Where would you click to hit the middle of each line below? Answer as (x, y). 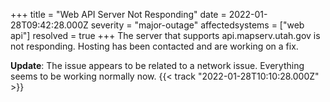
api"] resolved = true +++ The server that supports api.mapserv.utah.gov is (165, 35)
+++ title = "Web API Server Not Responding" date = (118, 14)
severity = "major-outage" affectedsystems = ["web (197, 25)
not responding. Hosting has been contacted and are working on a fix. (154, 46)
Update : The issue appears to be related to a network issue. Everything (157, 65)
